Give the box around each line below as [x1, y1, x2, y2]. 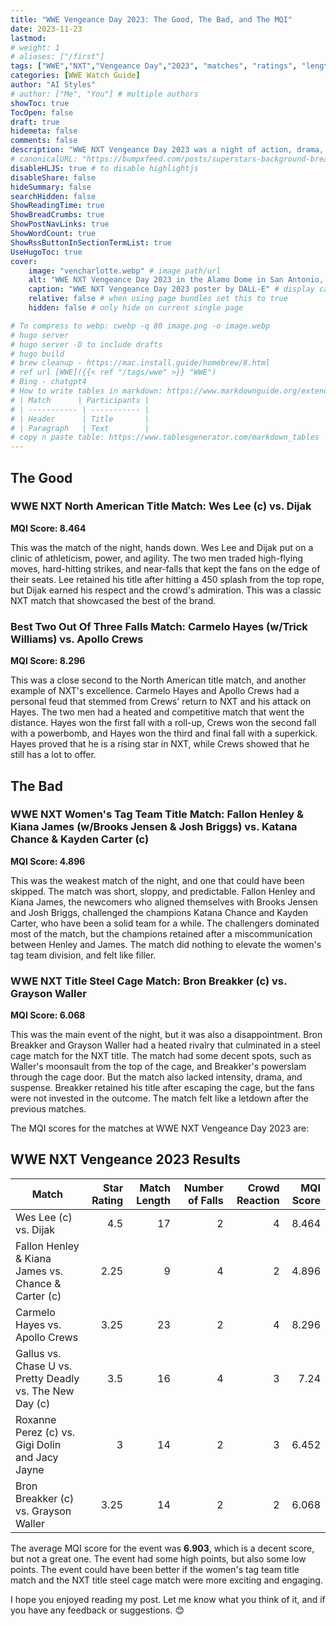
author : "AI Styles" [10, 80, 97, 90]
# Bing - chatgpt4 [10, 377, 87, 387]
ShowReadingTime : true [10, 201, 105, 211]
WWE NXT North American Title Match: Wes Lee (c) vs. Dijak [10, 499, 312, 513]
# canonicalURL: [10, 154, 78, 164]
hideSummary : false [10, 182, 92, 192]
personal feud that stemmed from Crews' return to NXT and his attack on [10, 696, 312, 708]
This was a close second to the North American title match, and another [10, 674, 307, 686]
